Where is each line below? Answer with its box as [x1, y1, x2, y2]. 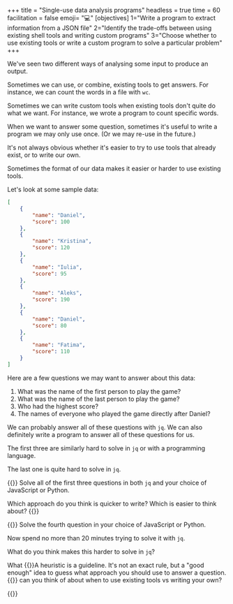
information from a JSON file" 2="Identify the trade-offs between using [7, 24, 212, 32]
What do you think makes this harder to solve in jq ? [7, 547, 156, 556]
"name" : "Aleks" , [32, 290, 82, 297]
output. [7, 67, 28, 75]
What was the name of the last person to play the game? [17, 395, 180, 403]
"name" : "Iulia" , [32, 263, 82, 271]
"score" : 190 [32, 296, 70, 303]
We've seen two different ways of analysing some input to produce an [7, 59, 209, 68]
